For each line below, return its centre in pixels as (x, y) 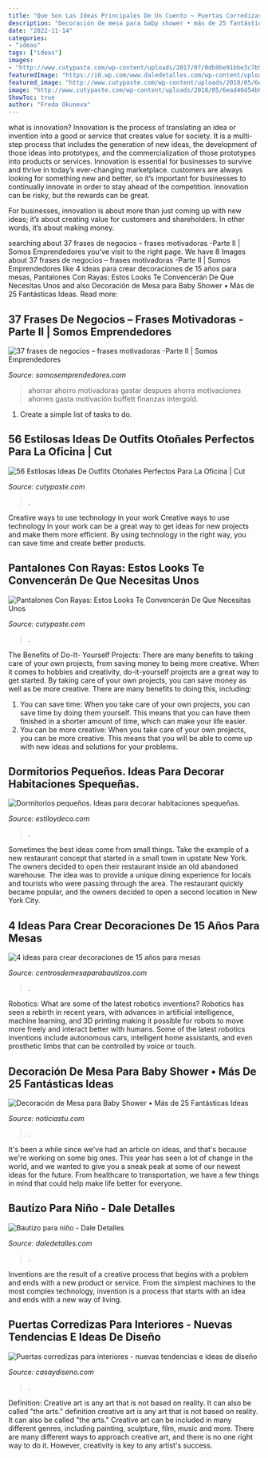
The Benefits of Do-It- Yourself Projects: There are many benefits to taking (131, 655)
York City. (24, 901)
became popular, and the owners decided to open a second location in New (133, 892)
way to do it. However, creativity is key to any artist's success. (110, 1445)
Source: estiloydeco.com (49, 818)
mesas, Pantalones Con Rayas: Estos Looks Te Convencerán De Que (121, 277)
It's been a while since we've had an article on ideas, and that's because (128, 1149)
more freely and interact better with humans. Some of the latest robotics (127, 1029)
